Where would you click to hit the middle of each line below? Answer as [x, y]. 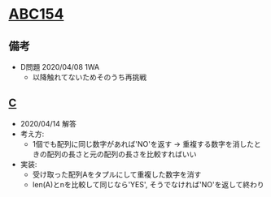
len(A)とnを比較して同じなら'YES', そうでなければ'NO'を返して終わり [148, 184]
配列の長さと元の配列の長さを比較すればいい [122, 154]
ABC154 [36, 14]
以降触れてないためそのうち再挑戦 [90, 77]
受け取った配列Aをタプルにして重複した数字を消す [117, 174]
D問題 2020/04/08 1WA [60, 67]
